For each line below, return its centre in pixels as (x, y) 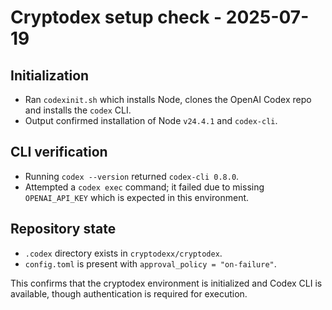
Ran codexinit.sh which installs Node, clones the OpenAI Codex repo (168, 99)
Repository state (63, 229)
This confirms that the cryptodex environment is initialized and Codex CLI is (166, 283)
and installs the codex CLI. (78, 110)
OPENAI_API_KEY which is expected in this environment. (137, 197)
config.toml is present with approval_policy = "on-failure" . (150, 263)
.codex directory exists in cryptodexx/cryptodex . (123, 253)
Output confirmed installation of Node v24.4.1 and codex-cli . (151, 120)
